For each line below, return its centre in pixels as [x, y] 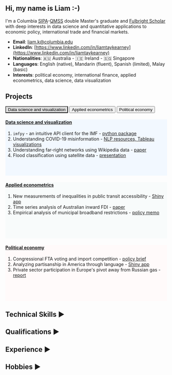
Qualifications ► [33, 332]
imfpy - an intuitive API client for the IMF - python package [75, 134]
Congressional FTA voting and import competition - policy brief [79, 259]
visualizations [27, 145]
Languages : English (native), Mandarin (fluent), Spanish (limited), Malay [89, 64]
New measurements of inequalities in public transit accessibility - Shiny [88, 196]
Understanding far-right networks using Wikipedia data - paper [80, 150]
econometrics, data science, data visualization [62, 80]
